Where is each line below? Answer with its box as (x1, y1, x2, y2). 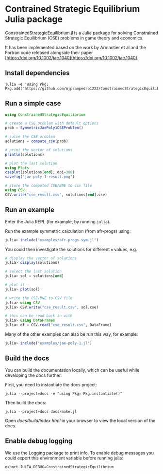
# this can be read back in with (5, 313, 73, 318)
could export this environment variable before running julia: (5, 455, 124, 461)
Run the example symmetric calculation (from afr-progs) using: (5, 228, 131, 234)
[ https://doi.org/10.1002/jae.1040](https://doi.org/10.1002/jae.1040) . (5, 55, 139, 60)
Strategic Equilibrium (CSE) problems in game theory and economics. (5, 35, 144, 41)
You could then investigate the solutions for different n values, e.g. (5, 246, 137, 252)
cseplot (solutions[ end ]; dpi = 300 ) (5, 170, 75, 175)
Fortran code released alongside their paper (5, 50, 93, 55)
